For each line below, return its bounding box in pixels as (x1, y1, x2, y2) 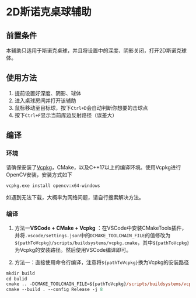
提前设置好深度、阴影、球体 (14, 89, 82, 96)
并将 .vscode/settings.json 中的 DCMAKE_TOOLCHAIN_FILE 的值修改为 (14, 231, 171, 238)
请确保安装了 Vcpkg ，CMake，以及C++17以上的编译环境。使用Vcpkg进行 (6, 164, 181, 171)
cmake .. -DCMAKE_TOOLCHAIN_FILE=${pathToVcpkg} (6, 281, 127, 287)
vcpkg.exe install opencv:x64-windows (6, 182, 100, 189)
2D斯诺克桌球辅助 (6, 5, 92, 19)
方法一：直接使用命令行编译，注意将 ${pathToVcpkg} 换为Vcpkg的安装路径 (14, 258, 190, 266)
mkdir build (6, 270, 35, 276)
